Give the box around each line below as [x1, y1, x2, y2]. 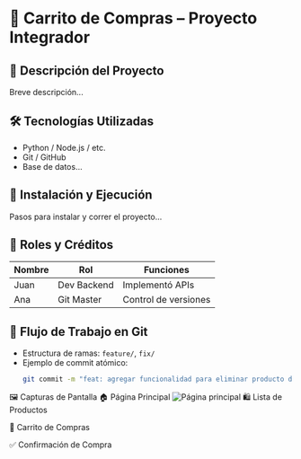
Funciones [143, 264, 190, 277]
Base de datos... [22, 161, 83, 172]
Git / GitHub [22, 152, 66, 163]
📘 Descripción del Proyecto [9, 63, 164, 78]
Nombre [13, 264, 49, 277]
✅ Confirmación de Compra [9, 439, 112, 450]
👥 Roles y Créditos [9, 237, 114, 252]
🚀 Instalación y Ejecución [9, 188, 153, 203]
